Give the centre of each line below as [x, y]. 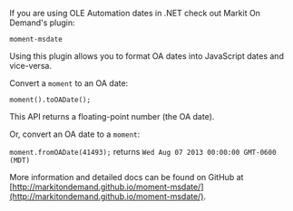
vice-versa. [31, 66]
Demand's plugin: [42, 23]
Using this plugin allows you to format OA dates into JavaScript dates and [146, 56]
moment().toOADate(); [50, 100]
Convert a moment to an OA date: [69, 83]
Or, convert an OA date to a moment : [75, 134]
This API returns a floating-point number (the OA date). [112, 116]
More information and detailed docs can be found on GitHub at [127, 177]
